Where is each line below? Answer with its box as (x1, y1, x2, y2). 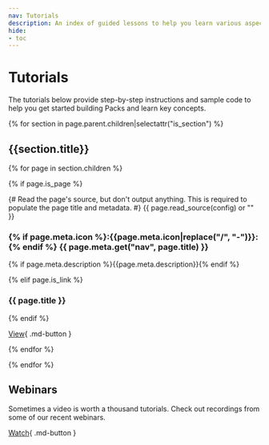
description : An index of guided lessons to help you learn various (8, 19, 242, 27)
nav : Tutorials (8, 11, 59, 20)
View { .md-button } (8, 329, 72, 339)
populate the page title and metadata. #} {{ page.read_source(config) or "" (8, 203, 255, 212)
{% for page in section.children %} (8, 163, 122, 173)
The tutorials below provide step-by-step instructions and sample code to (8, 95, 251, 105)
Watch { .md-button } (8, 428, 77, 438)
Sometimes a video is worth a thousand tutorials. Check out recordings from (8, 404, 260, 414)
